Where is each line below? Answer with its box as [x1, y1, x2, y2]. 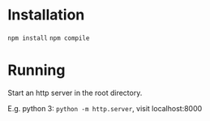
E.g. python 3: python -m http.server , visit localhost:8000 [7, 103, 203, 113]
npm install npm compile [7, 34, 90, 42]
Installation [7, 6, 85, 24]
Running [7, 61, 66, 80]
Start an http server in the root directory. [7, 88, 143, 97]
